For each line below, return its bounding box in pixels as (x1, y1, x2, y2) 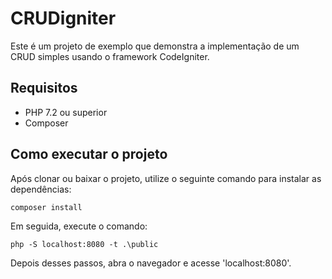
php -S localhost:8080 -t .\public (10, 239, 159, 249)
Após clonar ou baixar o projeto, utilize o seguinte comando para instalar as (10, 172, 322, 184)
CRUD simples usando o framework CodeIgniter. (10, 50, 210, 62)
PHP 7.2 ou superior (24, 106, 108, 118)
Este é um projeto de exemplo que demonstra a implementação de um (10, 40, 300, 52)
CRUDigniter (10, 7, 117, 30)
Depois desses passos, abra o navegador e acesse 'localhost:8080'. (10, 257, 292, 269)
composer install (10, 202, 83, 212)
